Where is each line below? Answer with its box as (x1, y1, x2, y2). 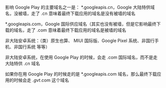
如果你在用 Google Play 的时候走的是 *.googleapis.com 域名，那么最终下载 (5, 71, 157, 77)
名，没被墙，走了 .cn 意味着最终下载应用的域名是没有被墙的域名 (5, 10, 136, 16)
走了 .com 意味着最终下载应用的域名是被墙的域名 (26, 27, 126, 33)
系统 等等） (26, 44, 50, 49)
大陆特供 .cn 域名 (5, 61, 41, 66)
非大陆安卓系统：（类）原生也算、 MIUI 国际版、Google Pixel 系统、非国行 (5, 38, 155, 44)
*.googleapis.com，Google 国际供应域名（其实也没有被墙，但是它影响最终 (5, 21, 157, 27)
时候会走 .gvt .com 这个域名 (13, 77, 69, 83)
